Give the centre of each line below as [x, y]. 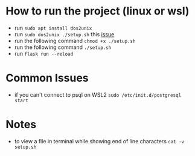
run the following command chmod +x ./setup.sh [75, 41]
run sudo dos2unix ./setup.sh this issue [64, 34]
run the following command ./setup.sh [63, 47]
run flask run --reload [44, 53]
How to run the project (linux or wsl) [97, 11]
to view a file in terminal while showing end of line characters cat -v [99, 141]
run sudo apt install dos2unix [53, 28]
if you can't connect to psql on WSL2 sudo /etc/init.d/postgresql [98, 94]
